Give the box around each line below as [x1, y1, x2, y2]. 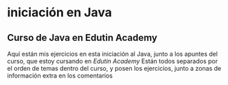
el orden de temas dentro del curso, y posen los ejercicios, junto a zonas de [7, 65, 222, 72]
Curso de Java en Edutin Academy [7, 32, 158, 44]
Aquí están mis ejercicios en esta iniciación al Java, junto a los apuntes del [7, 50, 218, 58]
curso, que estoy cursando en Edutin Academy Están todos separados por [7, 57, 218, 65]
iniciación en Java [7, 5, 112, 20]
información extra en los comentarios [7, 71, 113, 80]
